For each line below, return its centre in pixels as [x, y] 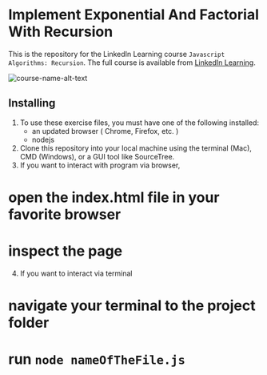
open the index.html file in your [114, 197]
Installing [32, 103]
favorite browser [65, 214]
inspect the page [66, 251]
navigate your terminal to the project [132, 306]
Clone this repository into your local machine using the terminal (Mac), [135, 148]
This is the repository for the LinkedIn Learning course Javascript [117, 54]
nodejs [43, 139]
